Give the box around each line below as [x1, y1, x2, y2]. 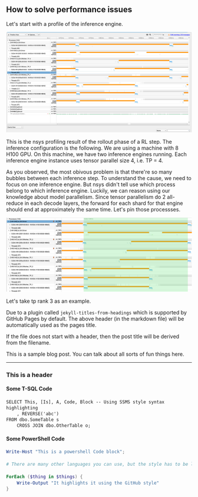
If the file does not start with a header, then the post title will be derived [6, 333, 180, 340]
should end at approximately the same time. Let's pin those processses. [6, 206, 181, 213]
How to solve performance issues [6, 5, 133, 15]
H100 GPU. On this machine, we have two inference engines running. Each [6, 150, 187, 158]
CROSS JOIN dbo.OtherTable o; [16, 422, 91, 429]
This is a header [6, 370, 53, 379]
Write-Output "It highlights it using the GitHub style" [16, 480, 160, 486]
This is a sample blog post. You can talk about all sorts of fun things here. [6, 350, 184, 357]
